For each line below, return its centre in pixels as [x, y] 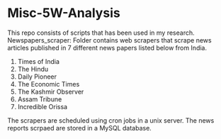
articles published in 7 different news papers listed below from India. [107, 48]
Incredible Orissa [42, 106]
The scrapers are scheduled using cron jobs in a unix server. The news [111, 120]
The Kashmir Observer [51, 91]
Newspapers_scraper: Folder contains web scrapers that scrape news [109, 40]
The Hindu [33, 69]
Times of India [39, 61]
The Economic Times [49, 84]
